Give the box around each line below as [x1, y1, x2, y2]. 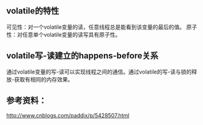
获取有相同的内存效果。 [14, 75, 73, 83]
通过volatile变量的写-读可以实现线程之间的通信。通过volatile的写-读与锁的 [6, 68, 192, 75]
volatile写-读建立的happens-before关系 [6, 51, 159, 61]
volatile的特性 [6, 6, 59, 17]
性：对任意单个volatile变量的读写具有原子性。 [6, 31, 121, 38]
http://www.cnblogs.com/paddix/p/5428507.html [6, 112, 130, 119]
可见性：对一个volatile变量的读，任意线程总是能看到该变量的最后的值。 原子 [6, 23, 197, 31]
